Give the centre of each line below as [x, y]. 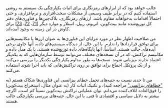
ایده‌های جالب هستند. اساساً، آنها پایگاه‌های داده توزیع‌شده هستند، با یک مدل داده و [81, 49]
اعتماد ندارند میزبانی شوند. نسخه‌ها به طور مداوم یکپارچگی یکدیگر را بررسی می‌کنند [83, 59]
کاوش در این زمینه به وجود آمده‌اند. [38, 29]
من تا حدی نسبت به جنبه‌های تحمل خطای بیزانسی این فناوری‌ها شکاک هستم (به [79, 80]
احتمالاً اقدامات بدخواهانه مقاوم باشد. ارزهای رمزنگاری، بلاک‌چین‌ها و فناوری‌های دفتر [83, 18]
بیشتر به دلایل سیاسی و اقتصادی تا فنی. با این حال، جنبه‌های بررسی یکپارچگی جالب [82, 96]
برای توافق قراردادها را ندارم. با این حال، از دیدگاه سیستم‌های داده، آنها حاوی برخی [82, 44]
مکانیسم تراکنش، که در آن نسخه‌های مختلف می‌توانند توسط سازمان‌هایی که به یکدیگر [84, 54]
